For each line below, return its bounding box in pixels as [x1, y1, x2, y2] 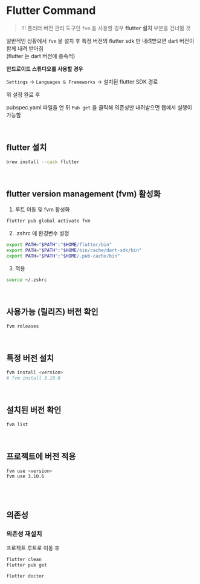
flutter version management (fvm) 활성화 [6, 189, 161, 200]
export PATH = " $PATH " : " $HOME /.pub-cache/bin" [6, 253, 120, 259]
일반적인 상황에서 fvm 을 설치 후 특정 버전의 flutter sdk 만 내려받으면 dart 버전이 [6, 37, 195, 44]
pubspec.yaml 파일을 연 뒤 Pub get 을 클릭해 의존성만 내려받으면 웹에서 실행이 [6, 103, 192, 111]
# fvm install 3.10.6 [6, 375, 61, 381]
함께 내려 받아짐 [6, 45, 44, 52]
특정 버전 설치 [6, 353, 54, 363]
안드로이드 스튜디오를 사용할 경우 [6, 65, 83, 73]
